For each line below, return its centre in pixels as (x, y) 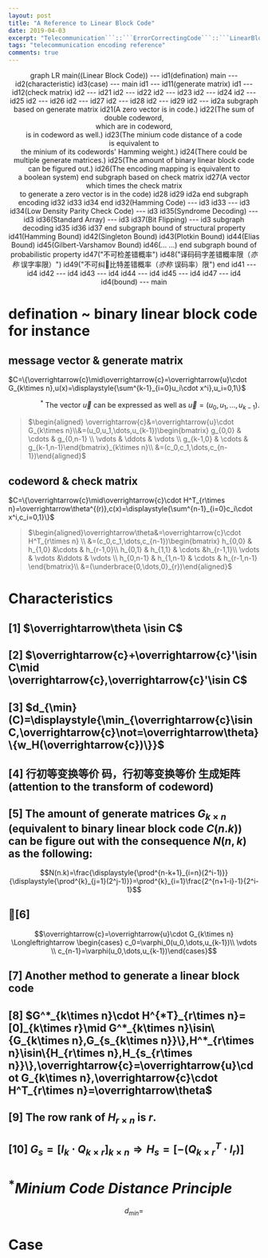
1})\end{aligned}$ (57, 456)
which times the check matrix (134, 185)
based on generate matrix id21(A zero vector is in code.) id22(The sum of (134, 109)
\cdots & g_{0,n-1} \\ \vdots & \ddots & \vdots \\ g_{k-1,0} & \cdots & (138, 439)
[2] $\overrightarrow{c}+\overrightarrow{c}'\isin (133, 655)
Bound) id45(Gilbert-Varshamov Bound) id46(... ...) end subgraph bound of (134, 245)
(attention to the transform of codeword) (111, 787)
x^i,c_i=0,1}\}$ (32, 517)
